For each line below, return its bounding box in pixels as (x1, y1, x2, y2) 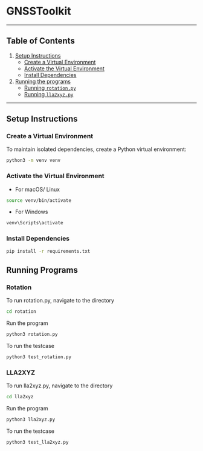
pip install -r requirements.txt (6, 248, 91, 254)
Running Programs (6, 265, 79, 275)
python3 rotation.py (6, 332, 59, 338)
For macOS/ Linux (14, 185, 60, 193)
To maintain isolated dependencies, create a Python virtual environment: (6, 145, 187, 153)
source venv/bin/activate (6, 197, 71, 204)
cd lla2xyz (6, 394, 34, 400)
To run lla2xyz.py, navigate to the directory (6, 382, 113, 389)
